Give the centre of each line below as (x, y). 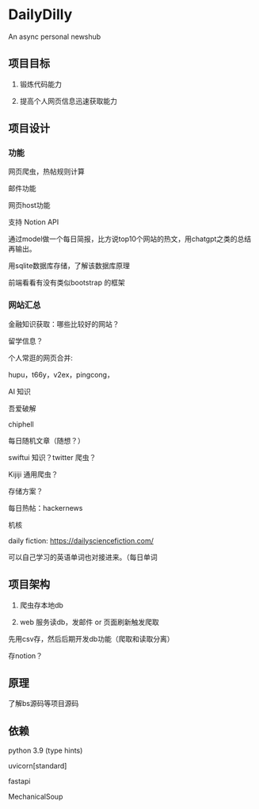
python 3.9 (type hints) (46, 750)
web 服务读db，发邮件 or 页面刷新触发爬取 (90, 622)
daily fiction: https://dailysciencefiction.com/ (81, 540)
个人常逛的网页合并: (41, 358)
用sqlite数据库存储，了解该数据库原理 (69, 266)
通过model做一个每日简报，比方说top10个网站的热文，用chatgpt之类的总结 (130, 239)
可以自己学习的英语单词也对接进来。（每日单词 (83, 557)
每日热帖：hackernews (46, 508)
